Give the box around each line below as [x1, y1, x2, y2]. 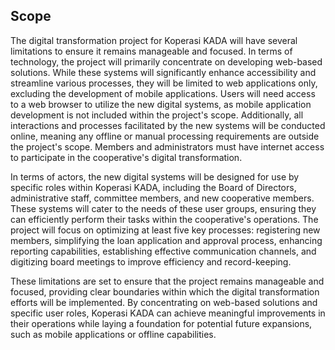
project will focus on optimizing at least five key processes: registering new [10, 224, 321, 236]
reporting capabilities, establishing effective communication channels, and [10, 245, 317, 257]
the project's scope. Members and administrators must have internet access [10, 140, 325, 153]
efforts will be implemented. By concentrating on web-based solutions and [10, 296, 318, 308]
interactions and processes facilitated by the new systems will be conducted [10, 119, 326, 131]
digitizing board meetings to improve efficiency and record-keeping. [10, 255, 292, 268]
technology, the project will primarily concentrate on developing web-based [10, 55, 323, 68]
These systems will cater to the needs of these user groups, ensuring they [10, 202, 317, 214]
